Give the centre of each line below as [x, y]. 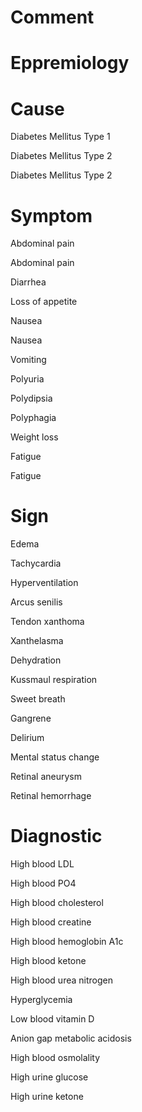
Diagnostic [56, 836]
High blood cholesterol [57, 903]
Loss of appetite [44, 302]
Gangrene [31, 718]
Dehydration [36, 660]
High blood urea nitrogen [61, 980]
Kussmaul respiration [54, 680]
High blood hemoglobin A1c [67, 942]
